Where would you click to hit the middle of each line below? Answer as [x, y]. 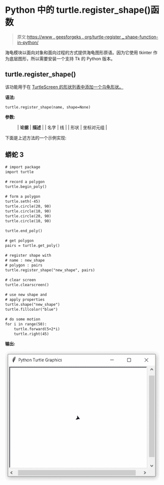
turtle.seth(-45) [23, 201]
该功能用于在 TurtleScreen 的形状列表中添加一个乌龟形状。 [64, 87]
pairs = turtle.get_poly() [33, 245]
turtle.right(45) [32, 334]
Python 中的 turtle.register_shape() [78, 10]
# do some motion [23, 319]
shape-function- [142, 37]
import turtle [20, 172]
